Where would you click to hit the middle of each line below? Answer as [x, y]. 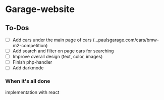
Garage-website [40, 9]
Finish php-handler [32, 62]
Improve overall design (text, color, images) [58, 57]
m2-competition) [30, 46]
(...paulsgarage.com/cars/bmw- [126, 40]
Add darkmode [28, 68]
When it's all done [28, 81]
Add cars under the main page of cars [52, 40]
